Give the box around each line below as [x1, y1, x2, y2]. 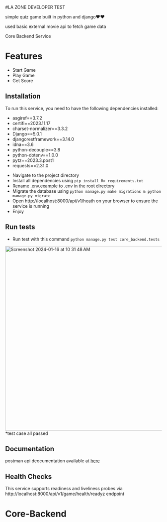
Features [5, 51, 43, 62]
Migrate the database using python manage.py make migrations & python [12, 188, 162, 194]
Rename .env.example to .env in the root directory [12, 183, 115, 189]
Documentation [5, 444, 55, 453]
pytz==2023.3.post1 [12, 157, 54, 163]
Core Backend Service [5, 33, 51, 39]
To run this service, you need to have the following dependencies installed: [5, 105, 159, 111]
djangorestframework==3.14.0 [12, 136, 75, 142]
